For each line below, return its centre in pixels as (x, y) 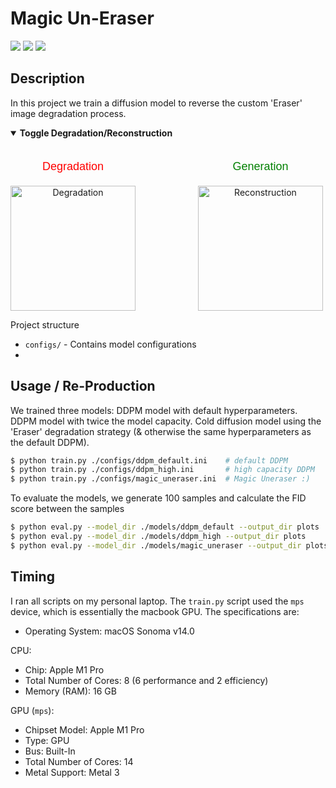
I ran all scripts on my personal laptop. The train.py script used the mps (157, 601)
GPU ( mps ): (32, 710)
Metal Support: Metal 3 (72, 772)
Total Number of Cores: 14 (79, 761)
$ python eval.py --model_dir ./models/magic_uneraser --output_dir (156, 545)
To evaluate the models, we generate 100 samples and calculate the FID (158, 498)
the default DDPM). (50, 442)
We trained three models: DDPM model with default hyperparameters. (154, 410)
